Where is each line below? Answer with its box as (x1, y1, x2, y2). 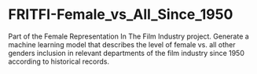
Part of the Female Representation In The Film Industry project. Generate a (8, 31, 249, 41)
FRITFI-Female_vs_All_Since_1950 (8, 6, 233, 24)
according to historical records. (8, 57, 110, 66)
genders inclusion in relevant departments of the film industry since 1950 (8, 48, 245, 57)
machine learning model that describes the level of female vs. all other (8, 39, 236, 49)
